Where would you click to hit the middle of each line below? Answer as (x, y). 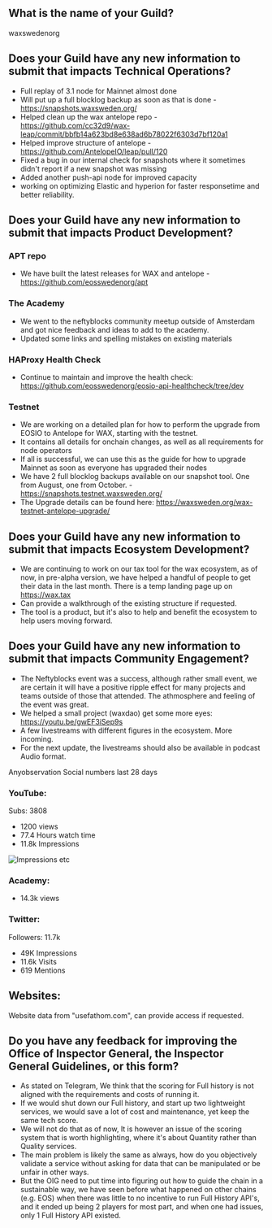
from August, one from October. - (76, 485)
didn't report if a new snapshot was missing (93, 168)
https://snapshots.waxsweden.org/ (79, 108)
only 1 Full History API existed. (71, 1216)
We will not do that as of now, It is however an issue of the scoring (131, 1129)
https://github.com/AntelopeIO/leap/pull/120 (94, 151)
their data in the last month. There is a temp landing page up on (126, 586)
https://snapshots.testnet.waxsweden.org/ (91, 494)
